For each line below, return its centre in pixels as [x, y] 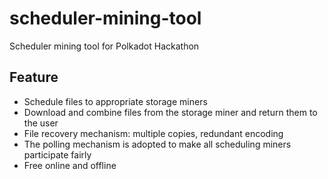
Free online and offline [70, 165]
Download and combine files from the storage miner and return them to [170, 112]
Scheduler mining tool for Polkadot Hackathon [104, 46]
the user [41, 123]
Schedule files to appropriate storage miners [115, 101]
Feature [34, 77]
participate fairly [57, 154]
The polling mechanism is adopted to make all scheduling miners [157, 144]
